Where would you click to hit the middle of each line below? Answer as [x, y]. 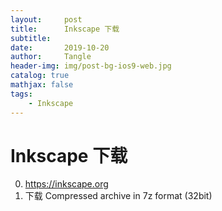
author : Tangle [51, 57]
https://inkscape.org [66, 184]
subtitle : [31, 38]
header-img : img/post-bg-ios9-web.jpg [91, 66]
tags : [21, 94]
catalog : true [40, 76]
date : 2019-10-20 [60, 47]
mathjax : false [42, 85]
